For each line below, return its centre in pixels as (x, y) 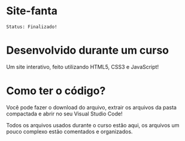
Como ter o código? (56, 91)
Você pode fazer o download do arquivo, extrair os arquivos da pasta (91, 107)
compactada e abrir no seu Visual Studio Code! (64, 114)
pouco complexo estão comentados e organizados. (69, 131)
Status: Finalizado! (32, 27)
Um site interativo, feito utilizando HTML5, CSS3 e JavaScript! (83, 67)
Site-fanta (32, 11)
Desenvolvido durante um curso (88, 50)
